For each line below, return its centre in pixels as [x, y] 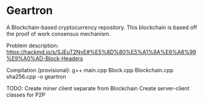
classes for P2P [26, 95]
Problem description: [33, 45]
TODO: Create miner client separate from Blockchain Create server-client [98, 88]
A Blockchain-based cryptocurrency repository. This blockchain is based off [102, 27]
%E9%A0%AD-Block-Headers [45, 58]
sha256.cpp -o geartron [36, 76]
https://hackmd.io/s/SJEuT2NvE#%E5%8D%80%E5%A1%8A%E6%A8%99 [101, 51]
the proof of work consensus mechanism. [59, 33]
